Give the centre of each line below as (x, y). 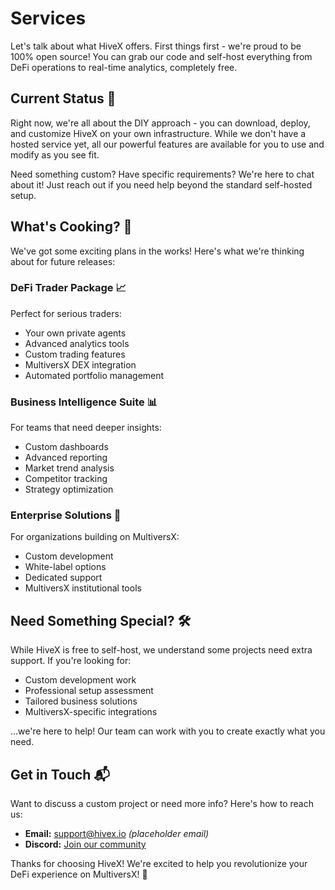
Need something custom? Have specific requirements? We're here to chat (162, 174)
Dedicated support (63, 578)
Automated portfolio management (94, 375)
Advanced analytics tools (77, 343)
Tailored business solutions (81, 701)
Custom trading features (75, 354)
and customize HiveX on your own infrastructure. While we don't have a (158, 133)
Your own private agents (75, 333)
